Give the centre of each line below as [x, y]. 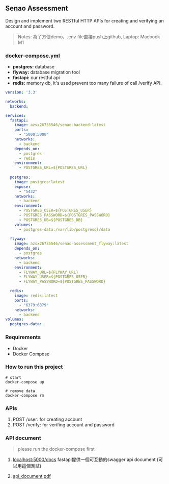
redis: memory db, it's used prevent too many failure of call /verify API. [87, 83]
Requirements [23, 337]
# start [13, 377]
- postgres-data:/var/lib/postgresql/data [64, 229]
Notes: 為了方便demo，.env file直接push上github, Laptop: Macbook [89, 37]
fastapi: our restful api [36, 78]
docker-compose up [25, 382]
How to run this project [34, 367]
